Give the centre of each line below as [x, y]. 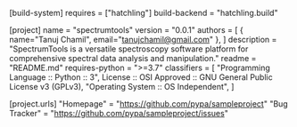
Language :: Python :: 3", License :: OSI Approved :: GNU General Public [141, 77]
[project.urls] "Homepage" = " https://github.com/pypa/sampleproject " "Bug [148, 104]
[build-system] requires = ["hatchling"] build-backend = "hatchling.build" [144, 13]
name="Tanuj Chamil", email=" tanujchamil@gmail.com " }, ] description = [143, 40]
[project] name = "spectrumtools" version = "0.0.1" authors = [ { [126, 30]
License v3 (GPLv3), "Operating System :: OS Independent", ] [122, 87]
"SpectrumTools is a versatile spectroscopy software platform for [129, 49]
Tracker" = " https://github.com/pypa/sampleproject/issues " [119, 113]
